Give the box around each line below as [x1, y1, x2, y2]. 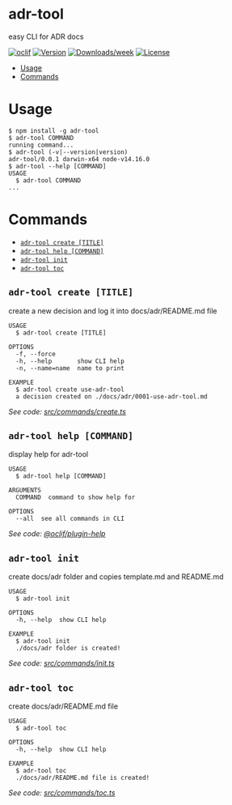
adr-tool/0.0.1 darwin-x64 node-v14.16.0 [8, 155, 150, 163]
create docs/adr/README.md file [8, 701, 119, 711]
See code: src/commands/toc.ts [8, 788, 116, 798]
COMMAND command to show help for [15, 493, 136, 502]
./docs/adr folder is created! [15, 645, 121, 653]
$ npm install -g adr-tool [8, 126, 99, 134]
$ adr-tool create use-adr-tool [15, 385, 125, 394]
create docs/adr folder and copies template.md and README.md [8, 572, 224, 581]
